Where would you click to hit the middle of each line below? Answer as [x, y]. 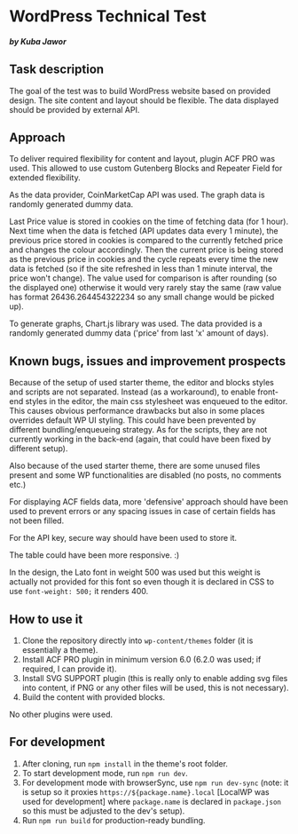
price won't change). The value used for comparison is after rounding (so [143, 278]
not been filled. [37, 520]
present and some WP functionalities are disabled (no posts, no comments [145, 475]
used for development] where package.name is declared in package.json [152, 801]
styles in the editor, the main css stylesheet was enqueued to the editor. [157, 401]
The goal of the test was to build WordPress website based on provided [140, 91]
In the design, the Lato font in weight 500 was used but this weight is [135, 572]
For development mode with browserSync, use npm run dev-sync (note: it [155, 782]
